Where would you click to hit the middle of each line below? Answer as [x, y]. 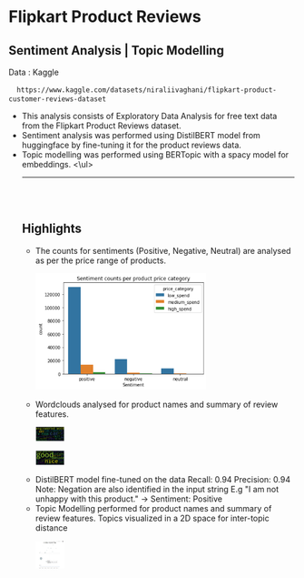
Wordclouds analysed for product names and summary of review [157, 404]
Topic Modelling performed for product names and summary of [153, 509]
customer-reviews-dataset [57, 99]
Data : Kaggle [34, 72]
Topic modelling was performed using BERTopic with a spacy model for [155, 155]
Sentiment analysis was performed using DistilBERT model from [141, 135]
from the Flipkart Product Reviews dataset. [102, 126]
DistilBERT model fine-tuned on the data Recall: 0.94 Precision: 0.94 [163, 480]
